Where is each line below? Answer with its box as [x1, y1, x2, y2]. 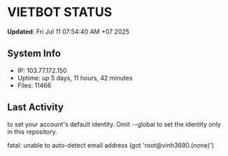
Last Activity [7, 101, 64, 113]
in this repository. [7, 127, 57, 136]
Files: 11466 [17, 81, 52, 90]
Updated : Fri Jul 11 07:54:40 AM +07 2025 [7, 27, 130, 36]
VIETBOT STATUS [7, 4, 113, 20]
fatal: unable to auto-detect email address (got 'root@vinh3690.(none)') [7, 141, 215, 149]
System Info [7, 48, 62, 59]
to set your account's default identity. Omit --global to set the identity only [7, 120, 222, 128]
